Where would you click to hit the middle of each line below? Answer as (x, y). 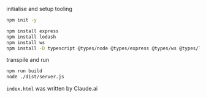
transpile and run (28, 60)
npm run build (25, 71)
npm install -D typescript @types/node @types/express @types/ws (91, 48)
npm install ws (26, 42)
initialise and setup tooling (39, 9)
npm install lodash (31, 37)
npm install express (33, 31)
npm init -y (21, 20)
